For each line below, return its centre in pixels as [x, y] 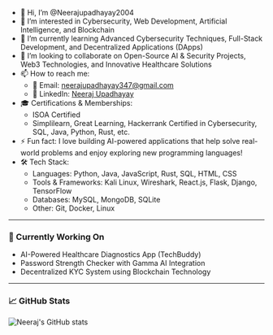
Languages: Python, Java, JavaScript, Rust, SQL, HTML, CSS [134, 174]
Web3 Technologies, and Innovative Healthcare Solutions [116, 64]
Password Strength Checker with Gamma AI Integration [113, 263]
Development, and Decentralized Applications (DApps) [111, 47]
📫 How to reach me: [55, 74]
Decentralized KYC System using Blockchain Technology [115, 272]
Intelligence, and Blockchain [67, 30]
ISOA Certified [56, 115]
